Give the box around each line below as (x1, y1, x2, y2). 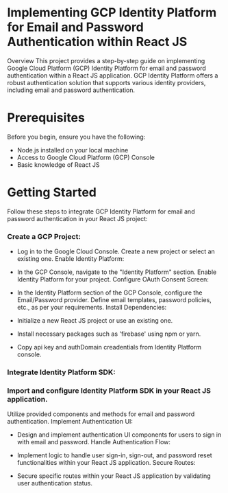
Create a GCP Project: (7, 231, 81, 241)
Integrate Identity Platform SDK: (7, 367, 116, 377)
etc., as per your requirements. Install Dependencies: (16, 303, 167, 312)
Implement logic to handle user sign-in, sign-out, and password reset (16, 451, 212, 459)
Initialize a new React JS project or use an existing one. (16, 317, 173, 325)
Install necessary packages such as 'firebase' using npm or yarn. (16, 330, 201, 338)
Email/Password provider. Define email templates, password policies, (16, 296, 212, 304)
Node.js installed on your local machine (16, 146, 129, 154)
